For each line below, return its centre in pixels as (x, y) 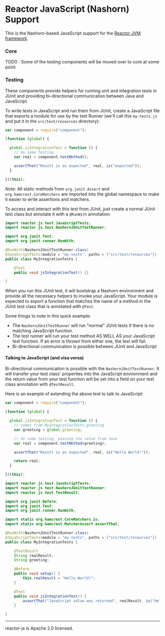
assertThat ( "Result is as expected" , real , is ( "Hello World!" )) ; (82, 452)
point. (11, 67)
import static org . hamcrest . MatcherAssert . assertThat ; (62, 524)
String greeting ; (32, 560)
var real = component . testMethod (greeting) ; (60, 443)
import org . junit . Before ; (31, 501)
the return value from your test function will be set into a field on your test (80, 379)
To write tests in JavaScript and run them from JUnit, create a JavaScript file (82, 111)
